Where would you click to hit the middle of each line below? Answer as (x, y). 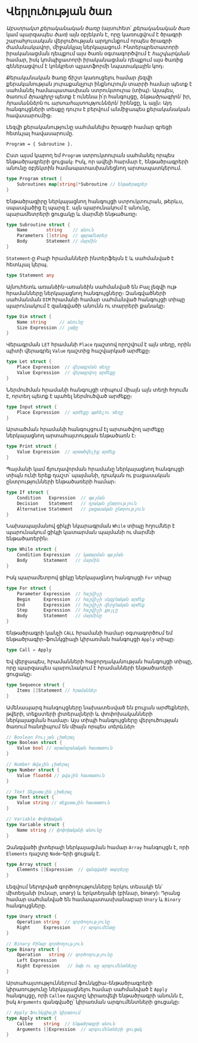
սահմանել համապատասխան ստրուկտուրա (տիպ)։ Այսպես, (90, 90)
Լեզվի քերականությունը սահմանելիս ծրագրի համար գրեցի (89, 127)
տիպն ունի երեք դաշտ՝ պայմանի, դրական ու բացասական (88, 475)
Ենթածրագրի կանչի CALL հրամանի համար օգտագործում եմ (89, 633)
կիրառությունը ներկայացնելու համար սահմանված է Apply (87, 989)
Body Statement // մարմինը (59, 616)
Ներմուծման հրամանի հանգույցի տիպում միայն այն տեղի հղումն (97, 389)
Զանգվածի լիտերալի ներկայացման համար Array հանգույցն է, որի (98, 847)
